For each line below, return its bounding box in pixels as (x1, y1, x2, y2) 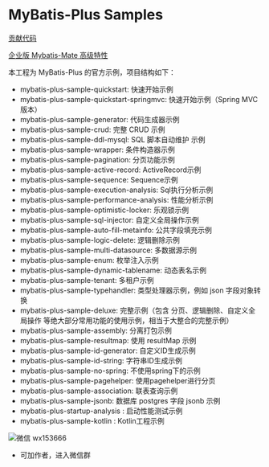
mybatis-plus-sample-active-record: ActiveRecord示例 (19, 165, 202, 174)
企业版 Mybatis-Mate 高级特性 (8, 50, 108, 59)
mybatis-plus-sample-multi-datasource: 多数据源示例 (19, 245, 198, 255)
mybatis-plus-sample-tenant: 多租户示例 (19, 275, 154, 285)
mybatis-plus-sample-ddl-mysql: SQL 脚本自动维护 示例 (19, 134, 206, 144)
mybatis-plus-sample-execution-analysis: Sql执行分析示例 (19, 185, 214, 195)
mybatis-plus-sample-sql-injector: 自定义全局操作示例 (19, 215, 199, 224)
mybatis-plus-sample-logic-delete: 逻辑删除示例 (19, 235, 181, 244)
